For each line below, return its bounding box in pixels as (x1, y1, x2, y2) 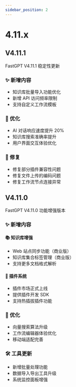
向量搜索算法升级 (12, 324, 48, 330)
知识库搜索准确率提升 (12, 134, 56, 140)
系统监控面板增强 (12, 376, 48, 382)
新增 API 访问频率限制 (12, 95, 57, 101)
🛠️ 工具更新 (5, 350, 32, 357)
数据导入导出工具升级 (12, 370, 56, 376)
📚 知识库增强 (5, 234, 33, 241)
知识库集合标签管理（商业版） (12, 254, 74, 261)
